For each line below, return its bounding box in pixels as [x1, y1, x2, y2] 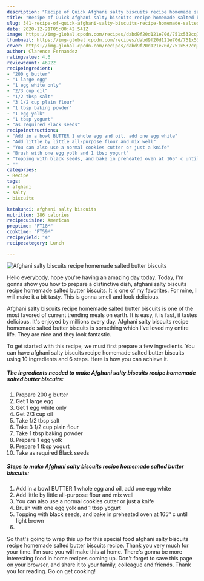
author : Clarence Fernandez [7, 49, 78, 55]
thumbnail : [7, 37, 35, 43]
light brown [15, 517, 44, 524]
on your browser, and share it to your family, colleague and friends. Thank [7, 561, 191, 568]
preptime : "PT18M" [7, 223, 53, 229]
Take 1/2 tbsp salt [15, 416, 60, 424]
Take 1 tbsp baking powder [15, 429, 84, 437]
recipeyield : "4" [7, 234, 51, 240]
